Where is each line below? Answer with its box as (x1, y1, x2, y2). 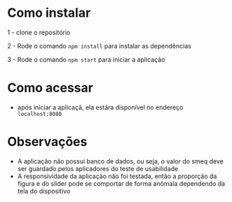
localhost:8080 (17, 110, 62, 117)
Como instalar (7, 5, 91, 21)
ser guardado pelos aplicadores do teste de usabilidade (17, 164, 179, 173)
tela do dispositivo (17, 187, 71, 195)
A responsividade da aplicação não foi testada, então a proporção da (17, 172, 217, 180)
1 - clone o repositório (7, 28, 71, 36)
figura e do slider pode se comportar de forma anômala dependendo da (17, 179, 226, 187)
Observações (7, 134, 88, 150)
